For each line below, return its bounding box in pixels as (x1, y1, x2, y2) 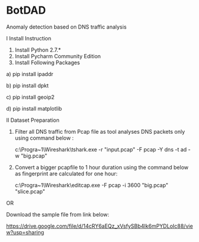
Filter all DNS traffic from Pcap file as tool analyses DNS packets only (14, 128, 185, 135)
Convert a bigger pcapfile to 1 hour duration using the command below (14, 164, 189, 171)
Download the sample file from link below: (6, 210, 110, 218)
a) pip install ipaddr (6, 70, 54, 77)
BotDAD (6, 4, 46, 17)
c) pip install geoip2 (6, 93, 55, 100)
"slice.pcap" (14, 188, 46, 195)
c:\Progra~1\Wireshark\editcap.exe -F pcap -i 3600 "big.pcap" (14, 181, 169, 188)
